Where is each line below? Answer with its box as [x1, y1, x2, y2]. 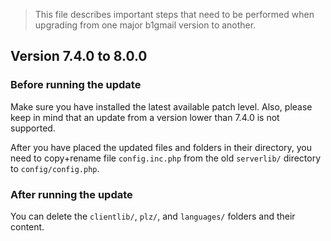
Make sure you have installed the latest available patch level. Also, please [10, 100, 313, 113]
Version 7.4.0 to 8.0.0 [10, 48, 148, 65]
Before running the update [10, 78, 142, 92]
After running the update [10, 187, 133, 201]
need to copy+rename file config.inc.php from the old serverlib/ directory [10, 152, 322, 164]
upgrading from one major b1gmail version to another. [34, 19, 257, 31]
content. [10, 220, 45, 233]
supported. [10, 122, 56, 134]
